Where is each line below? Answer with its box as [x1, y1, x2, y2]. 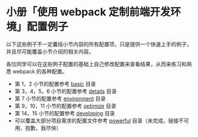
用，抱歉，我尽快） [14, 124, 62, 131]
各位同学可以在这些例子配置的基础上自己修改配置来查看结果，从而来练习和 [6, 60, 187, 68]
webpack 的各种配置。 [12, 68, 68, 75]
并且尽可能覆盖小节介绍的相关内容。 [6, 48, 94, 55]
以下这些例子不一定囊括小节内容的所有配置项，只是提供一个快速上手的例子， [6, 41, 192, 48]
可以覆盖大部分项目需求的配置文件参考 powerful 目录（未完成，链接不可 [14, 117, 190, 124]
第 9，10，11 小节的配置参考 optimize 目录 [14, 102, 117, 109]
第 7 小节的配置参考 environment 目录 [14, 95, 106, 102]
